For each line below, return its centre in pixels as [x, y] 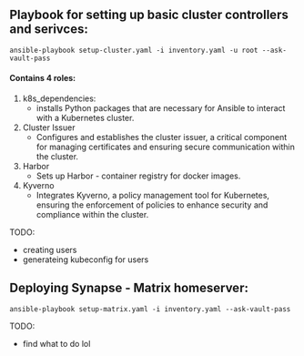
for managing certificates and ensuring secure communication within [166, 147]
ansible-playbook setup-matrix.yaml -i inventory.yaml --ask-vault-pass [150, 309]
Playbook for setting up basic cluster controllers [149, 15]
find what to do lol [56, 343]
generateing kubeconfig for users [86, 259]
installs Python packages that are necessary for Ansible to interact [161, 108]
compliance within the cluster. [92, 215]
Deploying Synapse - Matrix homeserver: [129, 288]
